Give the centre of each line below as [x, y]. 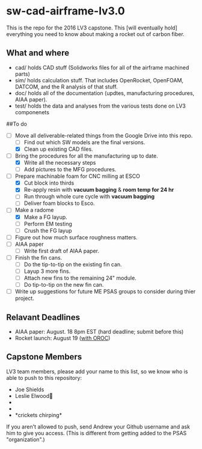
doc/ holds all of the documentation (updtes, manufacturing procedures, [105, 93]
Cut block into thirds [49, 183]
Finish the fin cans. [38, 257]
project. [24, 298]
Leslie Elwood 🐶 [34, 396]
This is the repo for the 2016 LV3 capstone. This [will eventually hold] [92, 28]
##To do [17, 124]
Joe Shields [29, 389]
